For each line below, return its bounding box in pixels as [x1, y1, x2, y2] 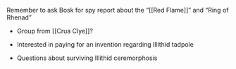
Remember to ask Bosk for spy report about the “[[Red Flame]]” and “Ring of [6, 6, 229, 14]
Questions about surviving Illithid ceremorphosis [16, 54, 158, 62]
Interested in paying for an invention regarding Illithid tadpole [16, 40, 194, 48]
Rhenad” [6, 13, 32, 22]
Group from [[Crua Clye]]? [16, 27, 93, 35]
